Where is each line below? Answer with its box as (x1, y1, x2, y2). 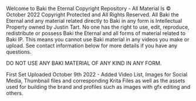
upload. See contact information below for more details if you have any (6, 42, 178, 49)
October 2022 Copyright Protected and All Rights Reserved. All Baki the (6, 11, 179, 18)
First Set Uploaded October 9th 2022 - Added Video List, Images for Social (6, 71, 188, 78)
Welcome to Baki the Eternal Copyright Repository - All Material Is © (6, 5, 171, 12)
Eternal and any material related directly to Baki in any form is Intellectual (6, 18, 183, 24)
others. (6, 90, 23, 96)
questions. (6, 48, 32, 55)
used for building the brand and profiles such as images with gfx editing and (6, 83, 191, 90)
